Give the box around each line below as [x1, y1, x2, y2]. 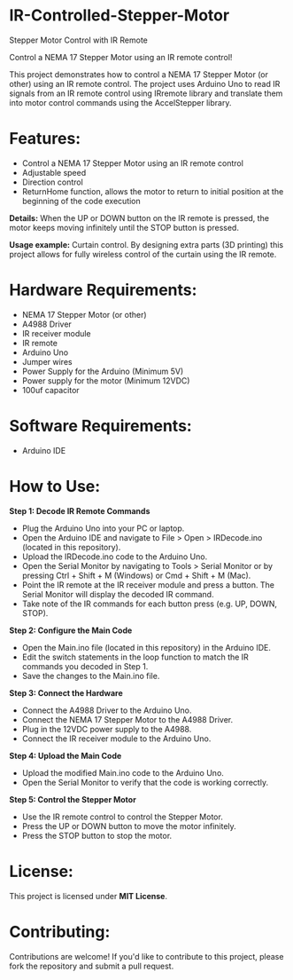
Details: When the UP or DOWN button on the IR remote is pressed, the [9, 212, 270, 223]
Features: [9, 129, 81, 149]
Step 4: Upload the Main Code [9, 750, 122, 761]
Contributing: [9, 921, 111, 942]
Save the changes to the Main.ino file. [21, 670, 160, 681]
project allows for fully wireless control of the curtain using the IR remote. [9, 249, 277, 259]
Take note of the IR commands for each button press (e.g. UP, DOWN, [21, 598, 277, 609]
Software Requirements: [9, 416, 192, 436]
